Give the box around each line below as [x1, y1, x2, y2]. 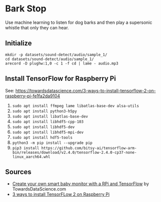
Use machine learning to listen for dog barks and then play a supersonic [5, 19, 153, 25]
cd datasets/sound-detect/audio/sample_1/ [5, 57, 94, 62]
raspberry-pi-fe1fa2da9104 [5, 93, 60, 99]
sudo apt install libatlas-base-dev [12, 114, 88, 119]
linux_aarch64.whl [12, 154, 51, 159]
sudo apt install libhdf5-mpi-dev [12, 130, 84, 135]
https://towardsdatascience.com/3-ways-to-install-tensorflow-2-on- [15, 87, 156, 93]
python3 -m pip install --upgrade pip [12, 140, 93, 145]
